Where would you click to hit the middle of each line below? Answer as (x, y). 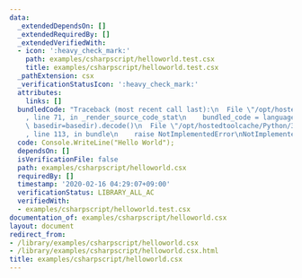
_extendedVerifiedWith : (62, 43)
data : (19, 17)
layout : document (42, 226)
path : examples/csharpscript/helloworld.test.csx (120, 59)
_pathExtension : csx (56, 76)
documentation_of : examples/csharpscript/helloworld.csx (118, 217)
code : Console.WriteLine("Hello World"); (96, 143)
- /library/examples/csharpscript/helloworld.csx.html (114, 251)
